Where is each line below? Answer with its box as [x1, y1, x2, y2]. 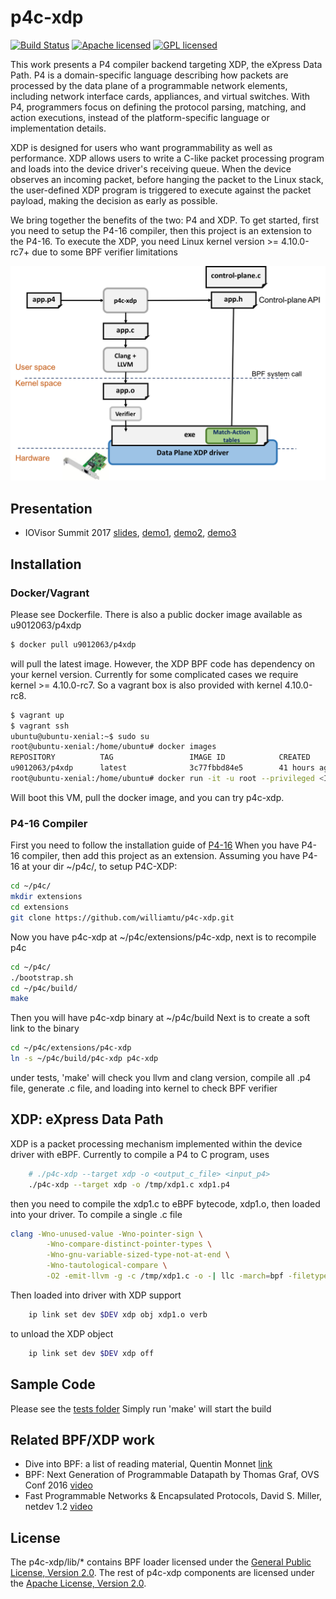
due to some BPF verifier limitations [31, 246, 178, 258]
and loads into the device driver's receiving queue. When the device [10, 162, 292, 175]
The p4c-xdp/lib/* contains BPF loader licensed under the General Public [10, 1556, 312, 1568]
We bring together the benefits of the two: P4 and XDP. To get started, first [10, 214, 320, 226]
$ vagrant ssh [10, 721, 70, 731]
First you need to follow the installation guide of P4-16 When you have [10, 839, 300, 851]
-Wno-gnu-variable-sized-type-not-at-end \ [46, 1250, 230, 1260]
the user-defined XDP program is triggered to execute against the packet [10, 184, 312, 196]
